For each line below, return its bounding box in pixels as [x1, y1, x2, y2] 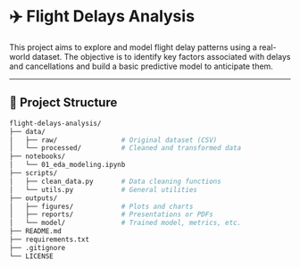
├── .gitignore [9, 243, 66, 252]
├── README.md [9, 227, 62, 236]
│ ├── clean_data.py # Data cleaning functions [9, 177, 221, 186]
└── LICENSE [9, 251, 54, 261]
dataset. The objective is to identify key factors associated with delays [31, 51, 291, 62]
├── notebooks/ [9, 152, 66, 161]
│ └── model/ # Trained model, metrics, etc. [9, 219, 242, 228]
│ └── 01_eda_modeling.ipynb [9, 161, 126, 170]
